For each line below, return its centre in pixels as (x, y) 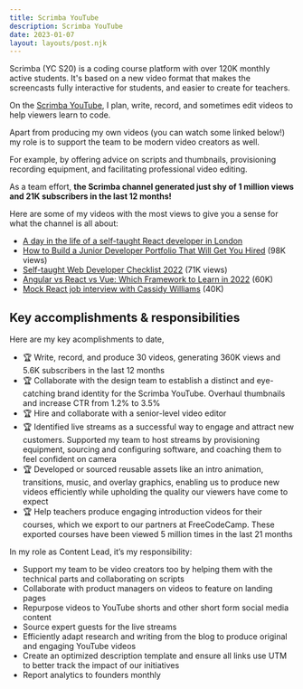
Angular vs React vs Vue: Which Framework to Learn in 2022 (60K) (148, 279)
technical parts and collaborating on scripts (104, 579)
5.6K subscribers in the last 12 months (94, 371)
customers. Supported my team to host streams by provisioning (141, 440)
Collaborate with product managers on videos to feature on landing (147, 589)
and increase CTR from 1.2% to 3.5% (91, 403)
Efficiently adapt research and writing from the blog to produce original (155, 637)
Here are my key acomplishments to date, (87, 339)
